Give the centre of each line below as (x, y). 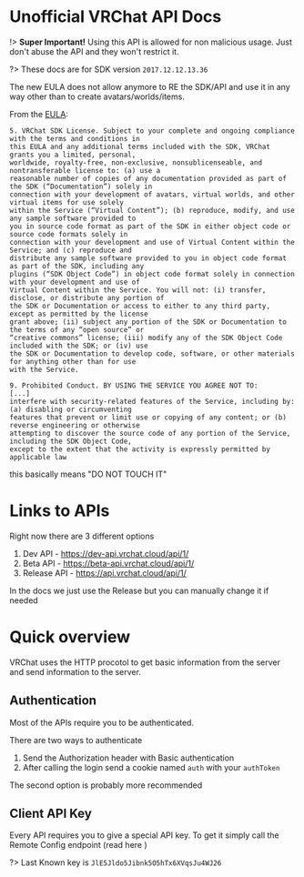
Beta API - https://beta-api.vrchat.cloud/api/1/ (108, 563)
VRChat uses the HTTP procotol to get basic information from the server (145, 662)
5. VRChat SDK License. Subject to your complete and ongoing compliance (152, 131)
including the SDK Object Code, (71, 441)
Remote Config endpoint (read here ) (78, 845)
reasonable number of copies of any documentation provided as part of (148, 178)
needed (24, 600)
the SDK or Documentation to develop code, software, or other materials (152, 353)
